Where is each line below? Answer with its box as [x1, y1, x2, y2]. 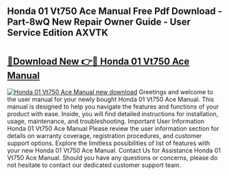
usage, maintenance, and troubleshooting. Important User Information [7, 117, 204, 125]
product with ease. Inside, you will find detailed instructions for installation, [7, 110, 219, 118]
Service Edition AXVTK [7, 27, 108, 38]
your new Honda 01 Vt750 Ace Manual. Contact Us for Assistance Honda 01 [7, 146, 221, 154]
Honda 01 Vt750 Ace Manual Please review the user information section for [7, 124, 219, 133]
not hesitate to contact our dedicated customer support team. [7, 161, 182, 169]
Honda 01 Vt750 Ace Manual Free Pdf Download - [7, 5, 223, 17]
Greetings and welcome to [138, 88, 214, 96]
